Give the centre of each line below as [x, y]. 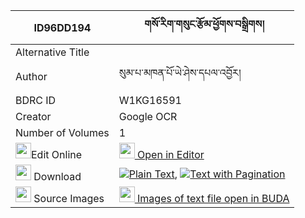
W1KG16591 [150, 100]
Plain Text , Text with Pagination [207, 174]
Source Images [69, 198]
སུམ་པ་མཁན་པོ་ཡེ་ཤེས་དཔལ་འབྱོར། [180, 72]
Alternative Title [52, 52]
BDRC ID [36, 100]
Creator [33, 116]
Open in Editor [171, 154]
